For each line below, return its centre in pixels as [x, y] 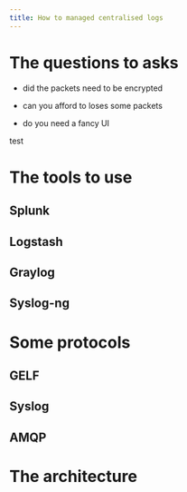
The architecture [74, 476]
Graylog [33, 272]
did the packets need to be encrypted [93, 88]
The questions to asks [94, 62]
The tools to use [71, 177]
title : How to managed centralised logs [87, 18]
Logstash [36, 241]
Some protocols [70, 342]
